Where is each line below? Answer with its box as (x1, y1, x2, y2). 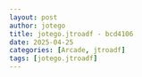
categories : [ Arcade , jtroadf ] (9, 46, 126, 55)
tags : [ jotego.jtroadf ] (9, 54, 98, 63)
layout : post (9, 12, 58, 22)
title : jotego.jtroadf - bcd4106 (9, 29, 134, 38)
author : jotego (9, 21, 66, 30)
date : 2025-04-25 (9, 37, 74, 47)
